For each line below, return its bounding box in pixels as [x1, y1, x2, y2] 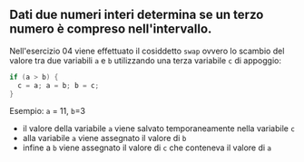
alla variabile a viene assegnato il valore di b [22, 133, 187, 144]
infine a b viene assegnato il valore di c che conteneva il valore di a [22, 142, 272, 153]
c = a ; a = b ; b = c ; [17, 81, 100, 90]
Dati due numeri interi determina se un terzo [9, 7, 264, 23]
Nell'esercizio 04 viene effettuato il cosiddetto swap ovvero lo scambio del [9, 45, 285, 56]
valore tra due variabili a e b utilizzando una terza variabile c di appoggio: [9, 54, 281, 66]
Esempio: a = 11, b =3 [9, 106, 86, 117]
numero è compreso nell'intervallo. [9, 22, 212, 37]
